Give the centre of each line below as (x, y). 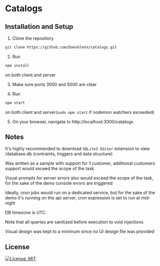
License (17, 247)
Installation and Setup (39, 27)
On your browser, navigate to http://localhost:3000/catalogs (73, 122)
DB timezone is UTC (25, 213)
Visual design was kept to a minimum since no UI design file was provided (80, 232)
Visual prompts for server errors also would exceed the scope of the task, (79, 178)
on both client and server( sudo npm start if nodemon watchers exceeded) (80, 112)
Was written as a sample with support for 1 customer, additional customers (80, 163)
